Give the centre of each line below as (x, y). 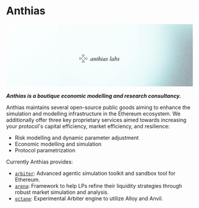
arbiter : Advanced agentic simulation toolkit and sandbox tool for (95, 173)
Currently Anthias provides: (39, 162)
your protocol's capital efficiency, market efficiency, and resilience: (88, 126)
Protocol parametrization (45, 150)
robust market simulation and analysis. (62, 192)
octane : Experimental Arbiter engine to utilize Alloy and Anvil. (89, 198)
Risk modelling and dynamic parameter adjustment (77, 137)
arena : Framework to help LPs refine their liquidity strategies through (98, 185)
